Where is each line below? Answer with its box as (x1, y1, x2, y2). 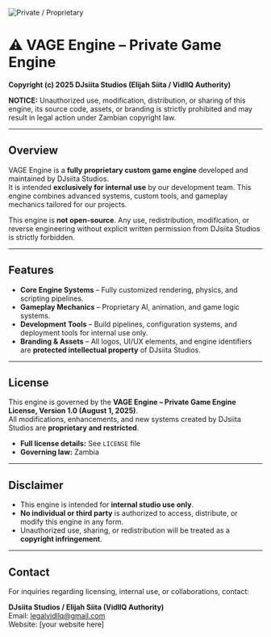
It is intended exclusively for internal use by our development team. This (8, 182, 252, 192)
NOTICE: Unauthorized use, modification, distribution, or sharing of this (8, 95, 246, 105)
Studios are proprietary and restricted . (8, 423, 140, 432)
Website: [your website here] (8, 619, 105, 629)
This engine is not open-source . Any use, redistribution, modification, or (8, 215, 250, 225)
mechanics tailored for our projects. (8, 199, 127, 209)
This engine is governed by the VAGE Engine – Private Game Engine (8, 397, 236, 407)
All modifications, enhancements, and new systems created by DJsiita (8, 415, 242, 424)
